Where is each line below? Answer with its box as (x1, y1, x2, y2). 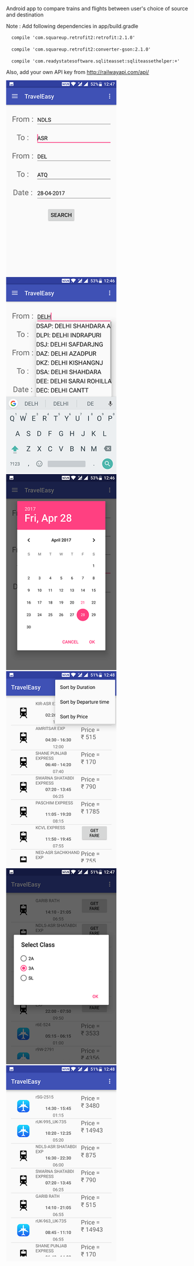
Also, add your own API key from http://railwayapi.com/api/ (6, 69, 149, 75)
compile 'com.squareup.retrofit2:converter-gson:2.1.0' (11, 46, 151, 52)
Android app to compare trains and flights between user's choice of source (6, 5, 188, 12)
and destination (6, 11, 44, 18)
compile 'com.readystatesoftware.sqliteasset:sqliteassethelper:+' (11, 58, 180, 64)
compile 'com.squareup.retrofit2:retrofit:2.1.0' (11, 35, 135, 41)
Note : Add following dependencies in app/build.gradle (6, 23, 139, 29)
